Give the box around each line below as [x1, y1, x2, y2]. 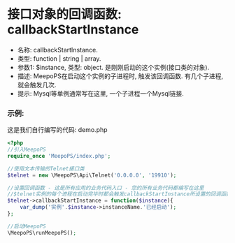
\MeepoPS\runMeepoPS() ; [7, 229, 77, 236]
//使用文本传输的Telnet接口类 [7, 165, 85, 172]
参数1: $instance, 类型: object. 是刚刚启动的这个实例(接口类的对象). [17, 63, 210, 71]
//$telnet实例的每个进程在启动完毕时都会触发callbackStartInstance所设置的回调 [7, 191, 222, 198]
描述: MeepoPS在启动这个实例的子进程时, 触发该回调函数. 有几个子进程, [17, 71, 224, 80]
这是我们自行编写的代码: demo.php [7, 126, 108, 134]
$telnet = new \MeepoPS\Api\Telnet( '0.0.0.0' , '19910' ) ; [7, 172, 177, 179]
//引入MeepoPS [7, 146, 47, 154]
